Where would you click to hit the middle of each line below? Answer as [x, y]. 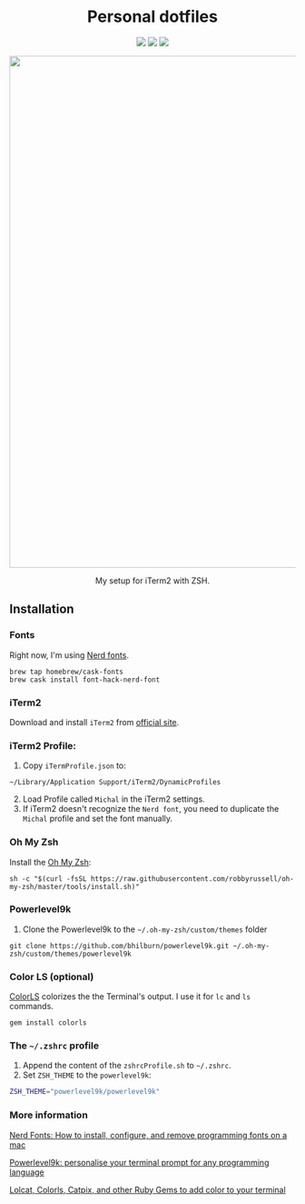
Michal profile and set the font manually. [98, 819]
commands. [32, 1007]
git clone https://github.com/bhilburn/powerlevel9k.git [119, 946]
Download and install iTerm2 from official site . [94, 722]
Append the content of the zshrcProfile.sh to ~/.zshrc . [127, 1066]
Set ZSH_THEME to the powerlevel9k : [87, 1075]
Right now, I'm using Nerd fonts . [69, 655]
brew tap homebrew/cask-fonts [67, 672]
